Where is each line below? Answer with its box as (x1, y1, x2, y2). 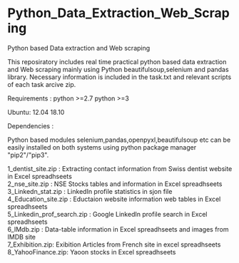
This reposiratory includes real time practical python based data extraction (7, 57, 227, 66)
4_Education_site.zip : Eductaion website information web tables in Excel (7, 195, 221, 203)
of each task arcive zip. (7, 80, 76, 88)
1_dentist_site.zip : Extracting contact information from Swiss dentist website (7, 164, 233, 172)
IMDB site (7, 232, 36, 241)
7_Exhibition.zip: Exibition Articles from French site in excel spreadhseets (7, 240, 221, 249)
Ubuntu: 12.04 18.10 (7, 108, 65, 116)
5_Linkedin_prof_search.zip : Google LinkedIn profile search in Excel (7, 210, 208, 218)
